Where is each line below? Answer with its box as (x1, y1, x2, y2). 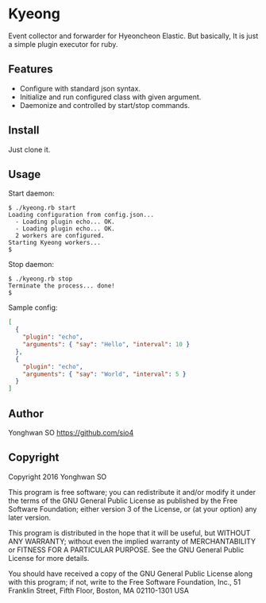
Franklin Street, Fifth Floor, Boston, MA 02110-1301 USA (8, 586, 189, 595)
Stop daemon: (8, 260, 54, 269)
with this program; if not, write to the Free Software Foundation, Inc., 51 (8, 577, 241, 586)
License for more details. (8, 553, 90, 562)
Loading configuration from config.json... (8, 211, 155, 219)
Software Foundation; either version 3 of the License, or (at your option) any (8, 504, 257, 513)
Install (8, 124, 40, 137)
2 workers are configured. (15, 232, 105, 240)
